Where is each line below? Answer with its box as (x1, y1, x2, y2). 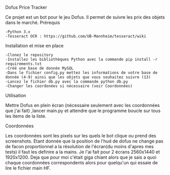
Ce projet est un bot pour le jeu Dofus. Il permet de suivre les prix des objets (5, 14, 165, 20)
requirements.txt (5, 61, 42, 66)
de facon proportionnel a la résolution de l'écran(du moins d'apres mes (5, 144, 154, 149)
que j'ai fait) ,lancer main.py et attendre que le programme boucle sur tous (5, 108, 161, 114)
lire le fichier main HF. (5, 165, 51, 171)
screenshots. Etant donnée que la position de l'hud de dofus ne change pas (5, 138, 164, 144)
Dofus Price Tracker (5, 5, 47, 10)
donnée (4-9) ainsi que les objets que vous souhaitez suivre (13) (5, 75, 151, 80)
